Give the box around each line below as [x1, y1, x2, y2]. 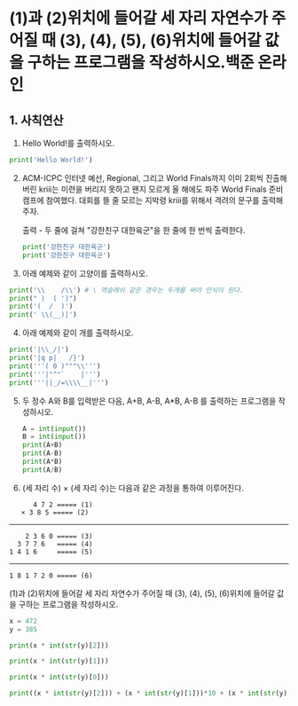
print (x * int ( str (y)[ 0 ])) [9, 673, 109, 682]
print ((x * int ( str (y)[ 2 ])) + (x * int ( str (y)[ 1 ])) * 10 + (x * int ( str [9, 689, 276, 698]
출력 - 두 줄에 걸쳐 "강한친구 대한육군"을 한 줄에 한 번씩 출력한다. [21, 224, 246, 235]
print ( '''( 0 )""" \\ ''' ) [9, 361, 101, 371]
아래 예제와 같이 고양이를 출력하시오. [21, 268, 148, 278]
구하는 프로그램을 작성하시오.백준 [27, 52, 255, 73]
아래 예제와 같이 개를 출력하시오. [21, 327, 134, 338]
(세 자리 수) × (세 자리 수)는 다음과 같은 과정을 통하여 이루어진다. [21, 482, 244, 493]
